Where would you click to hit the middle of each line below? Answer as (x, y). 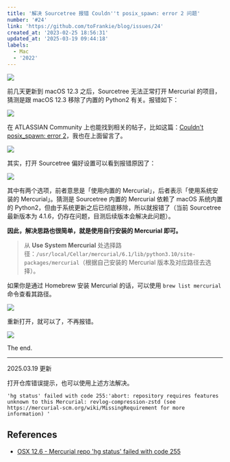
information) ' (29, 414)
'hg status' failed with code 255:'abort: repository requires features (113, 396)
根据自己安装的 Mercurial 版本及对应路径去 (145, 262)
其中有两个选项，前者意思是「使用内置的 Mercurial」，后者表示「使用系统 (110, 190)
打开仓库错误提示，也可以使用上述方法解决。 (70, 383)
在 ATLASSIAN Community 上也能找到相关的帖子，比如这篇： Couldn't (105, 127)
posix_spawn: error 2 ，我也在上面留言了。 (67, 136)
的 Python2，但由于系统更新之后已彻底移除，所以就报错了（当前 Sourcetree (114, 207)
